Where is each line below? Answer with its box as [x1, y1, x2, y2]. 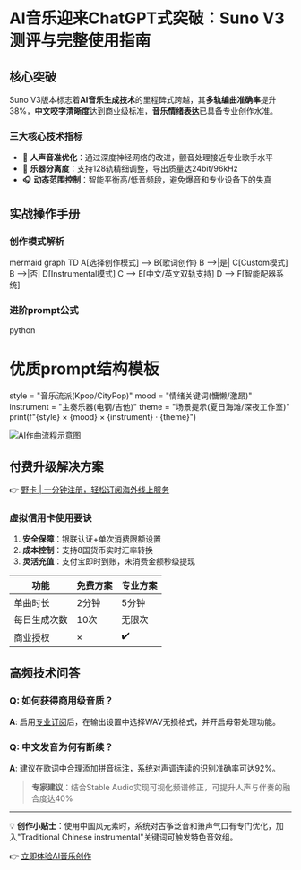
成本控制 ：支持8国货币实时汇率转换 [21, 545, 154, 556]
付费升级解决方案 [9, 458, 104, 474]
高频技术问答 [9, 665, 81, 680]
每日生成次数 [13, 614, 69, 627]
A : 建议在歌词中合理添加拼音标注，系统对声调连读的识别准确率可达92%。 [9, 763, 280, 774]
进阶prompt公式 [9, 303, 79, 316]
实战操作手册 [9, 206, 81, 221]
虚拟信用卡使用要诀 [9, 511, 92, 524]
